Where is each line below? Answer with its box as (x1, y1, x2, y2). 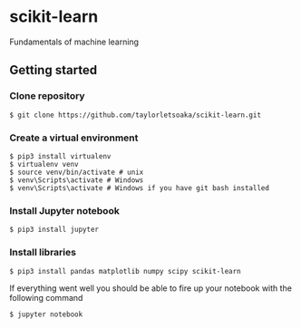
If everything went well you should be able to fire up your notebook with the (9, 283, 293, 294)
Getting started (9, 63, 98, 78)
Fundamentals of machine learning (9, 36, 139, 47)
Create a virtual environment (9, 131, 139, 144)
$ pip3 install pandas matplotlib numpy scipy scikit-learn (9, 266, 242, 275)
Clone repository (9, 90, 85, 102)
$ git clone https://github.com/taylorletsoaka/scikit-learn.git (9, 111, 261, 120)
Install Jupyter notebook (9, 204, 120, 217)
